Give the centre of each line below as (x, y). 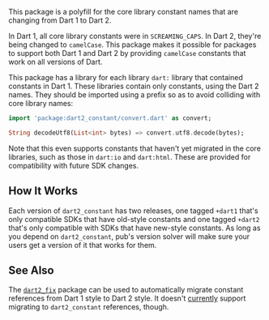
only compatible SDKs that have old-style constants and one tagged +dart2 (134, 219)
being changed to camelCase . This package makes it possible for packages (132, 45)
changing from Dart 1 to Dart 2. (60, 20)
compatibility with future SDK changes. (74, 165)
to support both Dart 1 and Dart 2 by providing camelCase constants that (127, 53)
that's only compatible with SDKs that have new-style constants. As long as (134, 228)
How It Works (43, 191)
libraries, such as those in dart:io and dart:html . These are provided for (130, 156)
